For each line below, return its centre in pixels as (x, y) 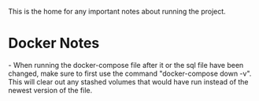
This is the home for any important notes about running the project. (117, 11)
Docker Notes (54, 43)
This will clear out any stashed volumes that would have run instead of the (129, 81)
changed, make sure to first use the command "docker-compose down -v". (130, 73)
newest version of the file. (50, 90)
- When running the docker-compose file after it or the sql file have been (126, 65)
